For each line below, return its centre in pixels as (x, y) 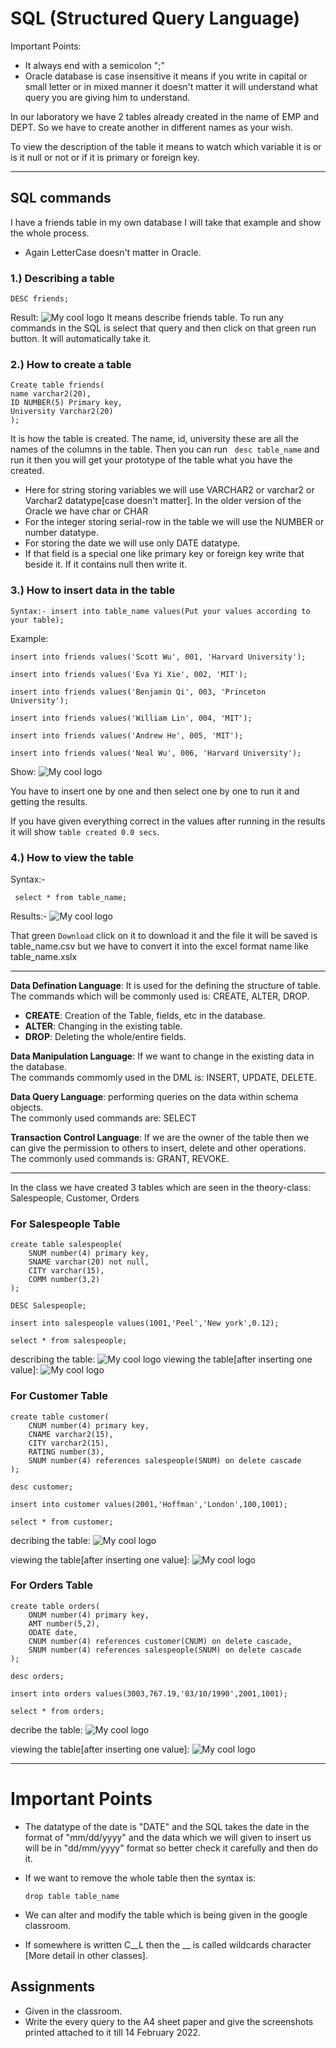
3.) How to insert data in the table (93, 590)
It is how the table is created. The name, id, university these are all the (155, 439)
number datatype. (61, 533)
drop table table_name (72, 1896)
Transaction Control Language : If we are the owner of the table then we (160, 1137)
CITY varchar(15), (66, 1271)
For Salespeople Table (65, 1224)
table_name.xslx (44, 956)
